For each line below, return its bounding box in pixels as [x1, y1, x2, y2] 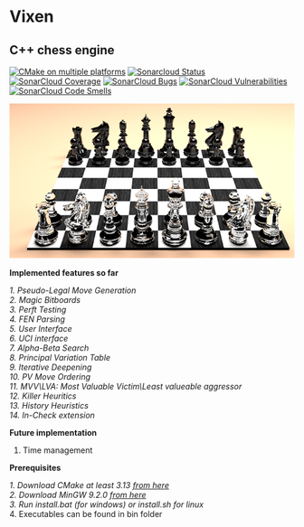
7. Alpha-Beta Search [9, 342, 90, 353]
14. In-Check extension [9, 409, 95, 420]
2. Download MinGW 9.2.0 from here [9, 489, 147, 500]
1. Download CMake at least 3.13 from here [9, 479, 170, 490]
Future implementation [9, 427, 98, 438]
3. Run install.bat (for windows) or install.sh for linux [9, 499, 204, 510]
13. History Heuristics [9, 400, 89, 410]
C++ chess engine [9, 42, 115, 58]
